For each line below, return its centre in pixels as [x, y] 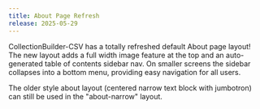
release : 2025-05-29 [43, 23]
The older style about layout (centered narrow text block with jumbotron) [130, 88]
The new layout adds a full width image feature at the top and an [117, 55]
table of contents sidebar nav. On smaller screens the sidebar [147, 63]
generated [26, 63]
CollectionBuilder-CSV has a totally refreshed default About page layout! [130, 46]
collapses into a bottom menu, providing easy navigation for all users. [125, 72]
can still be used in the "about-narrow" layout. [85, 96]
